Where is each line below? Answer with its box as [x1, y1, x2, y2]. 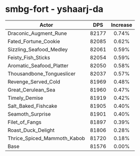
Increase [111, 21, 133, 28]
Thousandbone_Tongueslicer [7, 70, 76, 77]
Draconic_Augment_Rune [7, 30, 67, 37]
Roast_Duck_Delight [7, 127, 55, 134]
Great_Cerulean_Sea [7, 86, 56, 93]
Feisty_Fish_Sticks [7, 54, 50, 61]
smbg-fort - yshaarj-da [5, 3, 104, 15]
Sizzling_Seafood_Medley [7, 46, 68, 53]
